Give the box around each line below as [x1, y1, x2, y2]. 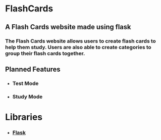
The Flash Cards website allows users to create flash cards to [5, 38, 156, 45]
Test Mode [12, 80, 39, 87]
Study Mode [12, 93, 43, 100]
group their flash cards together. [5, 50, 85, 57]
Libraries [5, 111, 43, 123]
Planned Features [5, 65, 61, 73]
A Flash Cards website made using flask [5, 23, 131, 31]
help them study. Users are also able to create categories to [5, 44, 152, 50]
